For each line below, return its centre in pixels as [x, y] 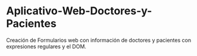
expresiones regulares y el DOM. [46, 46]
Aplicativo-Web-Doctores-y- [79, 11]
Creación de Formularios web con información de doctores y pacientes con [99, 40]
